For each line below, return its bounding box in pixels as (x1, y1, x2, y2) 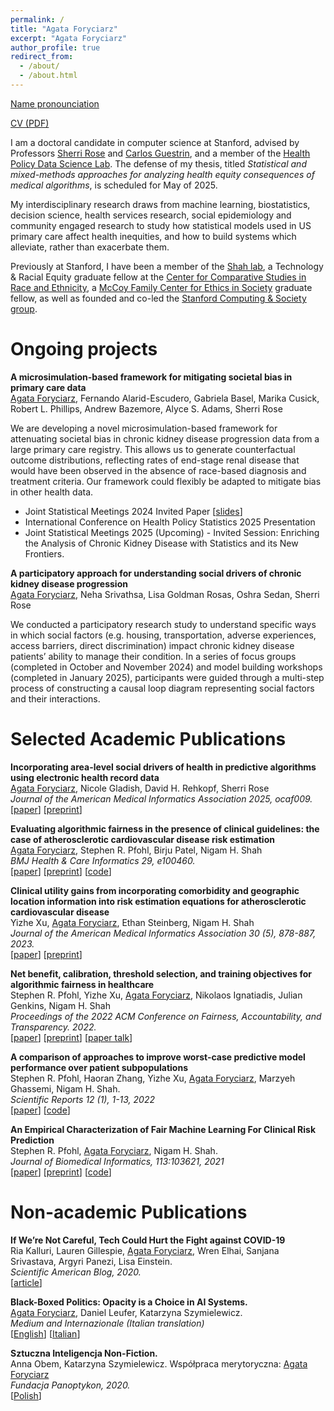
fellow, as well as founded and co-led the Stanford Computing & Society (10, 292, 307, 304)
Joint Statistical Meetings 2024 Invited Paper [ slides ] (24, 505, 243, 517)
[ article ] (10, 1276, 43, 1288)
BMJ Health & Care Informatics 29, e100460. (10, 854, 196, 866)
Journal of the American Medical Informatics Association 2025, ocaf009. (10, 792, 313, 805)
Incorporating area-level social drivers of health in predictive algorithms (10, 761, 317, 773)
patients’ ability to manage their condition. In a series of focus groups (10, 650, 297, 662)
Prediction (10, 1134, 55, 1146)
